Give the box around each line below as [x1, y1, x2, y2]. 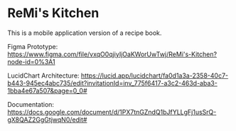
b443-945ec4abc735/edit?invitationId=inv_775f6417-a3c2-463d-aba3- [7, 78, 218, 87]
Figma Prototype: [7, 42, 58, 51]
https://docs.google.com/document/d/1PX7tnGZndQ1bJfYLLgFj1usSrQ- [7, 108, 217, 116]
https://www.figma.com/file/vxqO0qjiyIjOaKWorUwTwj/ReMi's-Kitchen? [7, 50, 218, 58]
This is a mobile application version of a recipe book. [7, 28, 162, 37]
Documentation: [7, 100, 55, 108]
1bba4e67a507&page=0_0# [7, 86, 87, 95]
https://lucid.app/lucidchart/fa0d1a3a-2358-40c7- [80, 71, 229, 80]
